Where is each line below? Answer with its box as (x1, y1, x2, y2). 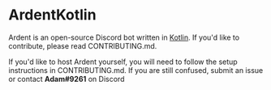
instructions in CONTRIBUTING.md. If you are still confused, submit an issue (8, 65, 264, 75)
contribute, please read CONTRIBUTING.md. (8, 41, 157, 50)
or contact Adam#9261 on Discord (8, 74, 125, 84)
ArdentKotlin (8, 6, 97, 24)
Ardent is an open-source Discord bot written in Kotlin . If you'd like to (8, 32, 240, 42)
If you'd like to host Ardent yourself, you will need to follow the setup (8, 57, 238, 66)
